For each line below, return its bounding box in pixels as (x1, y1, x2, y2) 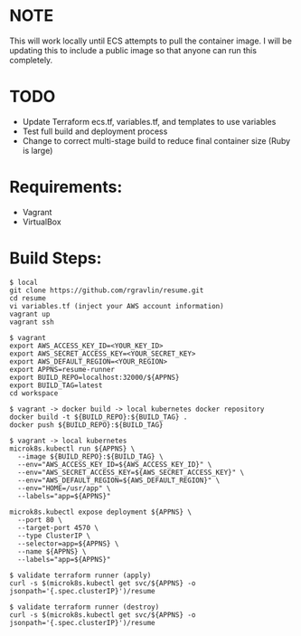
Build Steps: (9, 248, 102, 268)
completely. (9, 54, 53, 65)
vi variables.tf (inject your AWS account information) (9, 301, 224, 310)
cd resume (9, 293, 47, 303)
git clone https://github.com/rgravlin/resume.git (9, 286, 204, 295)
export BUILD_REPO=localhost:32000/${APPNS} (9, 373, 180, 382)
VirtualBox (22, 216, 61, 227)
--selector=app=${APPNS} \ (17, 539, 119, 548)
